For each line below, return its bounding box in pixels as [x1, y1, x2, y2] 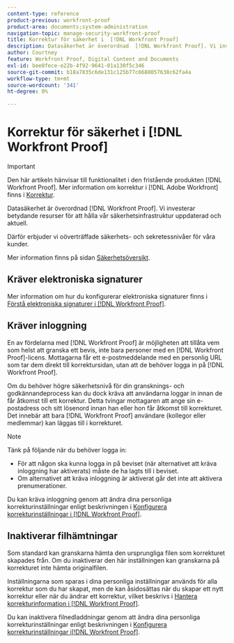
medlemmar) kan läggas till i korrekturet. [7, 418, 123, 427]
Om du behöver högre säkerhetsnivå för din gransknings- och [7, 381, 185, 390]
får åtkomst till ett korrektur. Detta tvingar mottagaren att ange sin [7, 396, 196, 405]
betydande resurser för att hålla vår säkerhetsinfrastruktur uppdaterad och [7, 212, 221, 220]
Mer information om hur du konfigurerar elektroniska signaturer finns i [7, 292, 208, 300]
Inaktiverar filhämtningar [7, 530, 118, 542]
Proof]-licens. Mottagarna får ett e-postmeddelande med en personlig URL [7, 353, 222, 362]
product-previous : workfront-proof [7, 17, 111, 24]
